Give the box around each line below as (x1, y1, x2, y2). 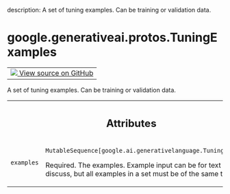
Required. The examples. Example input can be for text (45, 160, 221, 170)
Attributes (105, 117, 157, 130)
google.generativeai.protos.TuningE (7, 30, 218, 45)
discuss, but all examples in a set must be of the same (45, 169, 219, 179)
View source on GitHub (19, 68, 94, 77)
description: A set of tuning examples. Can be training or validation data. (7, 6, 212, 14)
